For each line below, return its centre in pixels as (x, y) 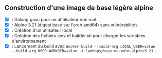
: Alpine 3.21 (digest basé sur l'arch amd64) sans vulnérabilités (75, 25)
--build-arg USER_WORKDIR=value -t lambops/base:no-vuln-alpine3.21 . (85, 51)
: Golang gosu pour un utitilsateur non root (54, 19)
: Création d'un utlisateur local (42, 30)
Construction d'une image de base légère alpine (79, 8)
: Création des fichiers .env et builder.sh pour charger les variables (78, 36)
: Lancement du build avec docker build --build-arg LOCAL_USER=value (83, 46)
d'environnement (29, 41)
